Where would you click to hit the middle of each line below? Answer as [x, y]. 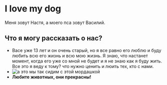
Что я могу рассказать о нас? [54, 38]
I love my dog [33, 9]
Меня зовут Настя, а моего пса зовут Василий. [55, 22]
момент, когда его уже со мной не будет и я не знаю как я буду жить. [87, 61]
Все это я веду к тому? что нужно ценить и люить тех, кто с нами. [83, 66]
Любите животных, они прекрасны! [51, 77]
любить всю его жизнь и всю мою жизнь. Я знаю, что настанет [80, 55]
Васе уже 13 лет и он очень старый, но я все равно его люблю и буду [87, 50]
